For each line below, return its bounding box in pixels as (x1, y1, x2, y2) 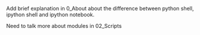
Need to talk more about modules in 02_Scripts (6, 23, 122, 29)
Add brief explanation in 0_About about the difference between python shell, (6, 5, 194, 12)
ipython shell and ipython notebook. (6, 11, 94, 18)
